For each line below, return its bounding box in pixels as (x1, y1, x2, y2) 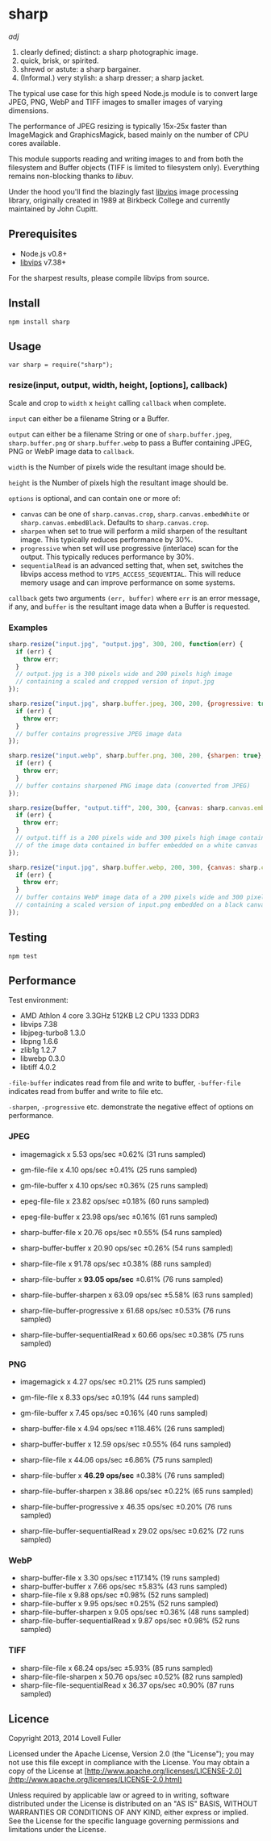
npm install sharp (8, 318, 70, 326)
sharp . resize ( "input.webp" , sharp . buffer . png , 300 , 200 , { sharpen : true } (8, 752, 262, 760)
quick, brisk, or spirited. (19, 56, 99, 65)
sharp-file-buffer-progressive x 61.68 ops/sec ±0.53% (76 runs (19, 1305, 231, 1315)
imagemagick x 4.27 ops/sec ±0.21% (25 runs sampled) (19, 1377, 206, 1387)
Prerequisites (8, 228, 77, 241)
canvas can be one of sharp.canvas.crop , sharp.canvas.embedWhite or (19, 509, 250, 519)
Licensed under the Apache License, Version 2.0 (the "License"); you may (8, 1749, 255, 1759)
